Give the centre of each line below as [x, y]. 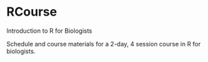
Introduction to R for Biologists [49, 31]
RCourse [32, 12]
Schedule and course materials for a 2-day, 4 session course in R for [104, 44]
